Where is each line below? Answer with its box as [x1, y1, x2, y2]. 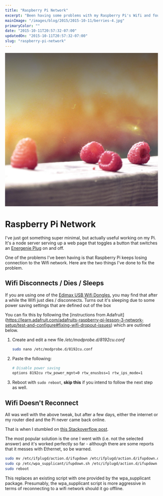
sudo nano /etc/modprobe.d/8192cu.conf [12, 347, 93, 351]
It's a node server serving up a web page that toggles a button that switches [5, 240, 158, 246]
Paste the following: [12, 355, 52, 361]
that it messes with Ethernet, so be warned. [5, 446, 92, 452]
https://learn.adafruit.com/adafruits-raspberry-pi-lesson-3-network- [6, 317, 144, 323]
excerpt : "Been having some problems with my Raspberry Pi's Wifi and [5, 13, 151, 18]
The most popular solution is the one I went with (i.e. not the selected [5, 436, 144, 441]
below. [5, 327, 18, 333]
